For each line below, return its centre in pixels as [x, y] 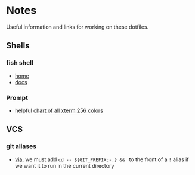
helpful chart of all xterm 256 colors [59, 110]
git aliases [21, 146]
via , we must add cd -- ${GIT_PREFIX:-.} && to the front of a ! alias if [102, 159]
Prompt [17, 97]
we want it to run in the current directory [64, 165]
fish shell [20, 63]
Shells [18, 46]
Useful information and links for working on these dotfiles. [78, 27]
